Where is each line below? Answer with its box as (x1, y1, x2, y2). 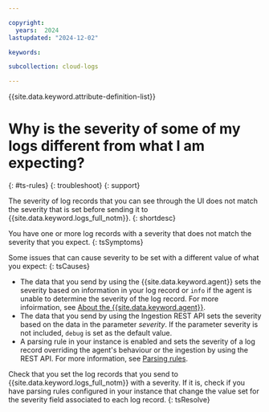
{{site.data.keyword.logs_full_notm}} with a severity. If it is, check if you (8, 378, 246, 388)
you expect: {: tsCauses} (8, 262, 91, 271)
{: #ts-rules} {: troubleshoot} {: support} (8, 181, 141, 190)
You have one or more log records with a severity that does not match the (8, 229, 252, 239)
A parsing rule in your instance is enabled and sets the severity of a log (19, 337, 255, 346)
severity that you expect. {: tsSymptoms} (8, 238, 144, 247)
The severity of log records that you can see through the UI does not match (8, 196, 259, 206)
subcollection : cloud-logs (8, 63, 99, 71)
